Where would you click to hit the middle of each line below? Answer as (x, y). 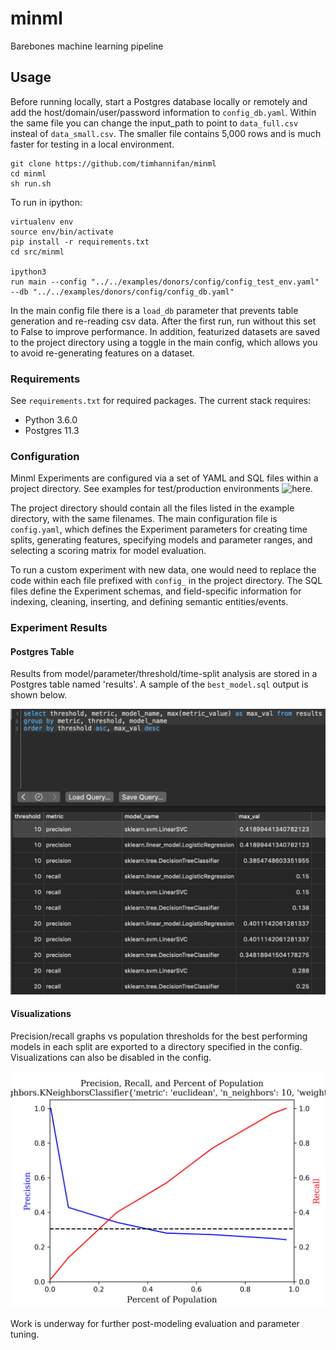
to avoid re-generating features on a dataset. (102, 353)
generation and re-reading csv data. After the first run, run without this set (163, 321)
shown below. (39, 695)
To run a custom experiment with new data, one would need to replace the (163, 570)
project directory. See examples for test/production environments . (161, 489)
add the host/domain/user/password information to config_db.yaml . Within (163, 112)
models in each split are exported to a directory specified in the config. (156, 1046)
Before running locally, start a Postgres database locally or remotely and (159, 101)
